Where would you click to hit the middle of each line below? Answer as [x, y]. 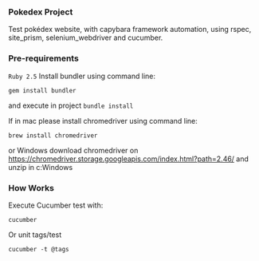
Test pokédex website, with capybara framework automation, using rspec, [130, 30]
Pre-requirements [44, 58]
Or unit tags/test [35, 235]
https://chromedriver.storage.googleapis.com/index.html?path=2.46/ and [129, 159]
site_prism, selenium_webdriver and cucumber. [86, 38]
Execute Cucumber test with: [56, 205]
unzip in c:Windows [41, 167]
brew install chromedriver [53, 135]
